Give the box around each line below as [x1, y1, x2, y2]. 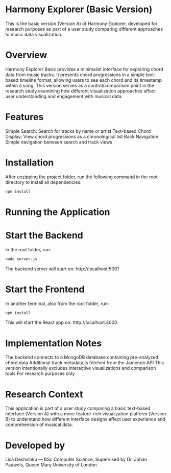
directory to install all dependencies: [5, 179, 82, 185]
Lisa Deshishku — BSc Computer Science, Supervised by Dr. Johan [5, 456, 148, 463]
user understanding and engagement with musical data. [5, 93, 123, 99]
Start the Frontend [5, 283, 85, 295]
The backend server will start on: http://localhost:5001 [5, 266, 119, 272]
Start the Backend [5, 230, 83, 241]
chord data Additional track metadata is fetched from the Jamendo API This [5, 360, 164, 366]
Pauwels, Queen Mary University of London [5, 462, 97, 468]
